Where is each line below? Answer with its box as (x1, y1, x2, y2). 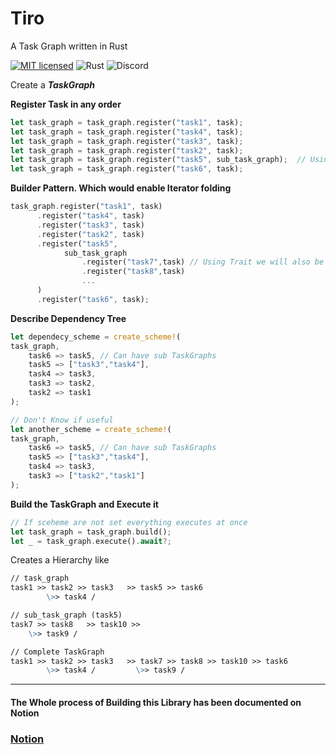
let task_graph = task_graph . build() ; (10, 527, 172, 537)
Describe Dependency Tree (10, 312, 127, 324)
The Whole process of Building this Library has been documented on (10, 696, 302, 708)
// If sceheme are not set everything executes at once (10, 517, 248, 527)
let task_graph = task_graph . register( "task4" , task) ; (10, 127, 244, 137)
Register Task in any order (10, 98, 122, 110)
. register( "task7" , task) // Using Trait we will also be (81, 257, 325, 267)
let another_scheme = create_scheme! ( (10, 424, 172, 434)
